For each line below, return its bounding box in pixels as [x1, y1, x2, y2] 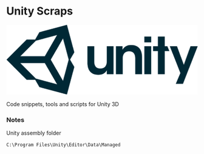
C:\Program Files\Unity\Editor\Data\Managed [6, 142, 121, 148]
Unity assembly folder [6, 129, 62, 137]
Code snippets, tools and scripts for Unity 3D [6, 101, 120, 108]
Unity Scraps [6, 4, 73, 18]
